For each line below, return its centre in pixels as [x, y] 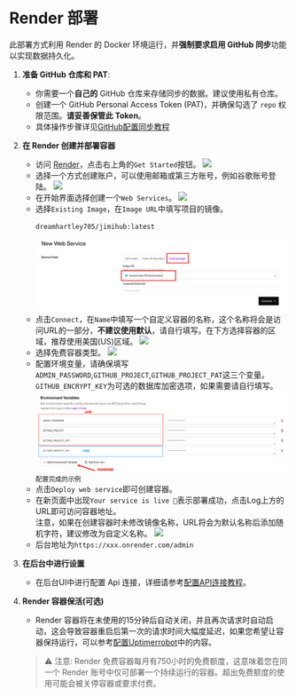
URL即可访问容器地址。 [78, 511]
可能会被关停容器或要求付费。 [106, 683]
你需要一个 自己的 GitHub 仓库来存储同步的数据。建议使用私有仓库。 [159, 93]
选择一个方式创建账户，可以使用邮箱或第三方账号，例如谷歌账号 [152, 175]
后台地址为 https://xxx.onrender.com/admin [114, 544]
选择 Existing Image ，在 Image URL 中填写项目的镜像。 [132, 209]
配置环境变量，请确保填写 [82, 363]
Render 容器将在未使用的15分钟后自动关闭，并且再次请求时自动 [150, 620]
